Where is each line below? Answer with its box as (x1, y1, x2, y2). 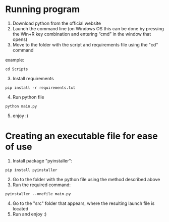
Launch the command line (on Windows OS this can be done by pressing (12, 25, 164, 31)
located (12, 205, 29, 211)
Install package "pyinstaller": (12, 157, 73, 163)
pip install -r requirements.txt (5, 85, 76, 90)
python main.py (5, 103, 37, 109)
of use (5, 141, 32, 152)
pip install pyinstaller (5, 168, 58, 173)
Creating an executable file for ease (5, 130, 158, 142)
